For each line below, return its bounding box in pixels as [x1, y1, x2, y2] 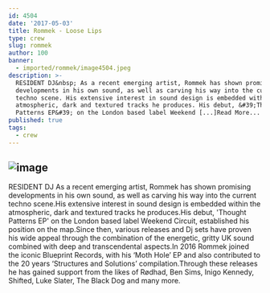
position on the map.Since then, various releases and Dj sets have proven [8, 225, 252, 234]
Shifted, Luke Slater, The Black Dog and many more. [8, 276, 181, 286]
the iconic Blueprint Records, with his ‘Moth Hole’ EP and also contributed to [8, 250, 261, 260]
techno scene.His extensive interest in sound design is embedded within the [8, 199, 261, 209]
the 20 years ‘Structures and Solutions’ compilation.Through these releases [8, 258, 259, 269]
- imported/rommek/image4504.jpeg [15, 64, 131, 72]
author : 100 [8, 49, 48, 57]
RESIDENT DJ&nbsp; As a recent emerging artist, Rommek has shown [15, 79, 243, 87]
